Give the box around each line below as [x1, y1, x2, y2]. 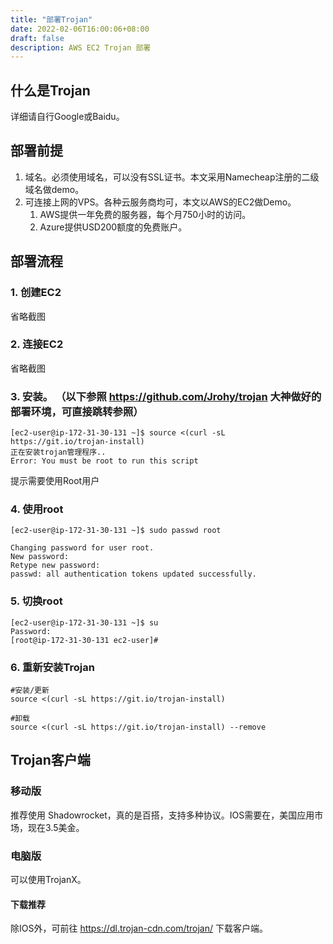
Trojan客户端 [10, 752, 91, 769]
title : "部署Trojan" [10, 14, 93, 25]
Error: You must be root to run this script [10, 456, 199, 466]
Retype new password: [10, 561, 101, 571]
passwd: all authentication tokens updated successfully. [10, 569, 257, 580]
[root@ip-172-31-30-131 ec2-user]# [10, 635, 159, 645]
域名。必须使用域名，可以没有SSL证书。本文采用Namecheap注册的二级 [24, 171, 320, 183]
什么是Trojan [10, 82, 91, 99]
